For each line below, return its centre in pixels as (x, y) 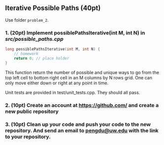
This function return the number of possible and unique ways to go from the (82, 72)
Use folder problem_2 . (27, 20)
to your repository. (28, 137)
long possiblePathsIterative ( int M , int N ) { (52, 49)
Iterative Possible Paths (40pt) (53, 8)
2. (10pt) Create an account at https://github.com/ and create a (82, 105)
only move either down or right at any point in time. (57, 83)
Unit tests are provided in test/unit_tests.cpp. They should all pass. (73, 92)
